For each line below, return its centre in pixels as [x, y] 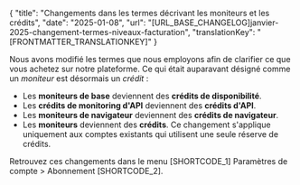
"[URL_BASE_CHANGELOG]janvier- [213, 23]
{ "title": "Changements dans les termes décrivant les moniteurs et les [140, 13]
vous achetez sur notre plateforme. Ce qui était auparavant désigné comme [150, 69]
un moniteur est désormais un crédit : [79, 79]
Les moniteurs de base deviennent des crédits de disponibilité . [142, 96]
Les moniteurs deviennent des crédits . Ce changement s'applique [146, 125]
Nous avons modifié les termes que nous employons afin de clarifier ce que [150, 59]
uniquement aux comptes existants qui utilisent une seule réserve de [150, 134]
